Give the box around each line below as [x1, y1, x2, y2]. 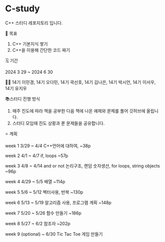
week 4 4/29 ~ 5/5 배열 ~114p [5, 178, 66, 184]
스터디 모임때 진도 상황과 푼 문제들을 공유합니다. [12, 120, 105, 126]
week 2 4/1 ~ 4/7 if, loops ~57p [5, 153, 68, 159]
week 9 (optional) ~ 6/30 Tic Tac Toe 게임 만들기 [5, 231, 103, 237]
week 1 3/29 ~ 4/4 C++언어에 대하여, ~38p [5, 143, 91, 149]
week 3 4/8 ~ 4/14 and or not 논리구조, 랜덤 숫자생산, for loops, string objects [5, 162, 160, 168]
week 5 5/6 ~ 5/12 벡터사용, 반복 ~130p [5, 189, 83, 195]
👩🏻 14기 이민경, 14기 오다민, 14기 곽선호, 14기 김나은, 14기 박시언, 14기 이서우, [5, 79, 156, 85]
